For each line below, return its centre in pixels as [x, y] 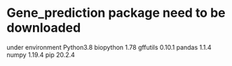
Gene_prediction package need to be [116, 13]
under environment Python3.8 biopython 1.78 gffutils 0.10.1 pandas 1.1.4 [109, 47]
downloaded [44, 28]
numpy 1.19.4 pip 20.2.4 [41, 55]
